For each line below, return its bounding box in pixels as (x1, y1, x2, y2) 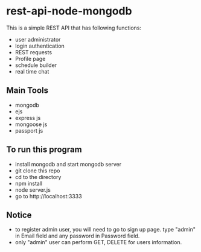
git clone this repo (14, 167, 60, 174)
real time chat (14, 68, 49, 75)
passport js (14, 127, 43, 134)
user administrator (14, 36, 61, 43)
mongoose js (14, 121, 48, 128)
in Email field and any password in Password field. (14, 232, 140, 239)
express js (14, 114, 41, 121)
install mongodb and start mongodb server (14, 160, 122, 168)
